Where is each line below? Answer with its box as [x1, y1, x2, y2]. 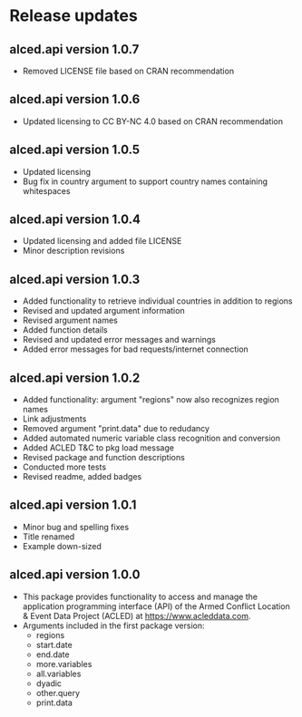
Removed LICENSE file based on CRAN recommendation [22, 65, 234, 76]
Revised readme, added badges [22, 471, 142, 482]
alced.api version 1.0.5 [9, 142, 141, 158]
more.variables [35, 658, 93, 669]
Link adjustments [22, 413, 87, 424]
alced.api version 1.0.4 [9, 212, 141, 228]
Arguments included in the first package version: [22, 620, 206, 631]
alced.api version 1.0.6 [9, 92, 141, 107]
